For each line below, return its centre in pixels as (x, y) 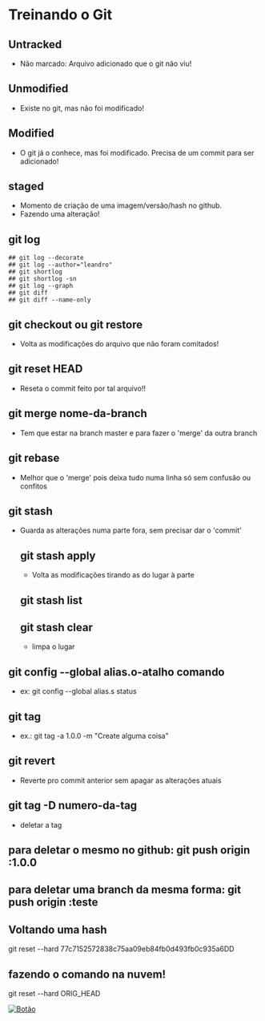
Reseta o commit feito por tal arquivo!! (83, 388)
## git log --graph (41, 286)
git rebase (34, 458)
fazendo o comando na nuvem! (87, 974)
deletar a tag (41, 824)
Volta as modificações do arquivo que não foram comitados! (119, 344)
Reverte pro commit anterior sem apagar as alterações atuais (120, 780)
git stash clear (56, 627)
